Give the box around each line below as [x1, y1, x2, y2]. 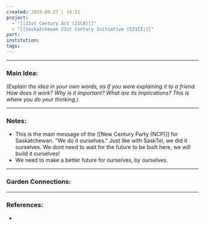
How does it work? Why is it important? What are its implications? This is [6, 89, 190, 97]
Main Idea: [6, 68, 38, 77]
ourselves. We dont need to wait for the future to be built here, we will [15, 144, 191, 151]
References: [6, 200, 44, 209]
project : [6, 15, 29, 21]
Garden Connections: [6, 178, 71, 186]
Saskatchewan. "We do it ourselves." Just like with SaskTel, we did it [15, 137, 188, 144]
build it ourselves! [15, 150, 60, 158]
